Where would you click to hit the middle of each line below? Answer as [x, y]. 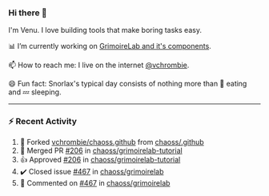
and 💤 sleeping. [35, 92]
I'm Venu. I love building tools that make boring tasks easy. [105, 30]
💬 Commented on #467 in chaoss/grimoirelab [95, 182]
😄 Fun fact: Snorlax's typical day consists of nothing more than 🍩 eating [128, 84]
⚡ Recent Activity [43, 122]
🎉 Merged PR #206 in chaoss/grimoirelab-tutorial [101, 150]
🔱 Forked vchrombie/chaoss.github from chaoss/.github [112, 142]
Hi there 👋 [28, 13]
